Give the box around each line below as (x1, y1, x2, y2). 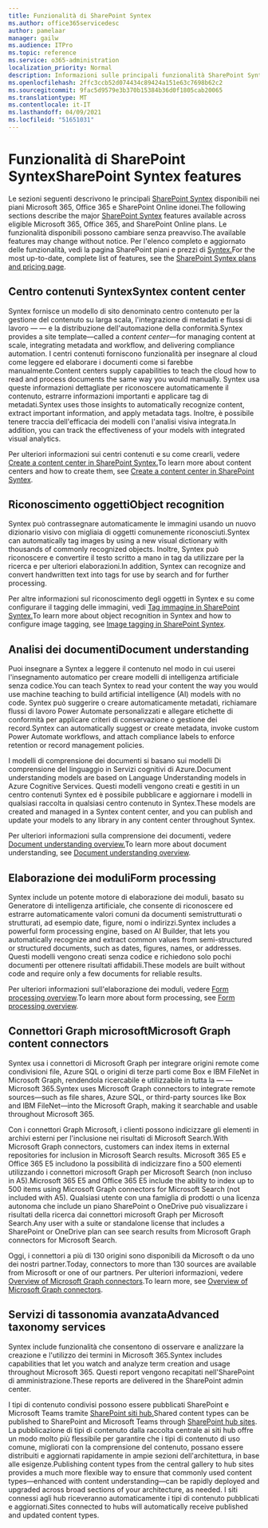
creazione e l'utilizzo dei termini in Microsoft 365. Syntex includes (8, 1350, 223, 1360)
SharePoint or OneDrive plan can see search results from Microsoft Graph (8, 1226, 251, 1236)
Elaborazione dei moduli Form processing (8, 871, 217, 885)
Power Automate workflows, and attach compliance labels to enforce (8, 732, 235, 742)
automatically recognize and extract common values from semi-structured (8, 935, 253, 945)
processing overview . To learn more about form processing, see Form (8, 993, 235, 1002)
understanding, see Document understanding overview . (8, 848, 191, 858)
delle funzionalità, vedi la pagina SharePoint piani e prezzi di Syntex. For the (8, 245, 255, 254)
